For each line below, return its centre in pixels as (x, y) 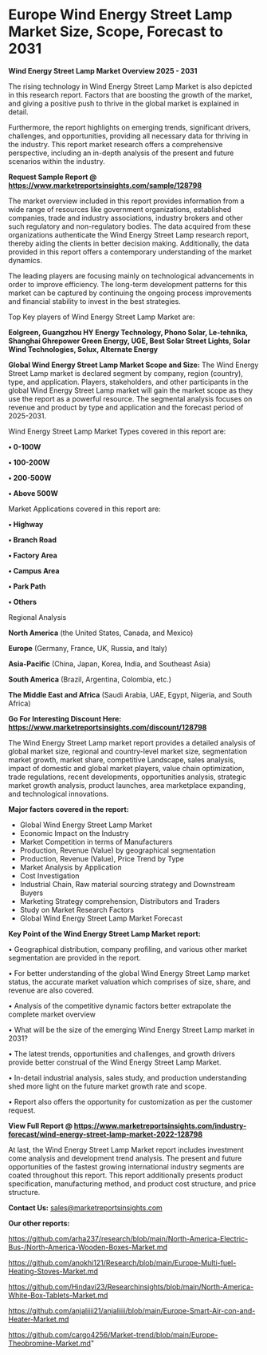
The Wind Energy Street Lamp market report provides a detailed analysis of (132, 742)
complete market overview (52, 1014)
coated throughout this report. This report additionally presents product (126, 1175)
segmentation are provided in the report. (75, 957)
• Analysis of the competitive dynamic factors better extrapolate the (120, 1005)
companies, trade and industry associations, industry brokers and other (126, 218)
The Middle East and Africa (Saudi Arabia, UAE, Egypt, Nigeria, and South (130, 694)
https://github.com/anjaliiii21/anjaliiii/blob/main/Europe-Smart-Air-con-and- (132, 1310)
